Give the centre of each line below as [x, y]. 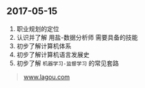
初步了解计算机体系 [44, 46]
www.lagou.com [47, 77]
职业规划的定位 [38, 29]
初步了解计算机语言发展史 [53, 54]
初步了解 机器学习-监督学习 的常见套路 [67, 63]
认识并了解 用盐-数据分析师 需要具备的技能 [77, 37]
